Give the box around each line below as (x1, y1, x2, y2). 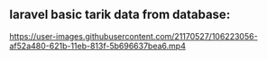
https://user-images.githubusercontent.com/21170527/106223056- (9, 30, 259, 41)
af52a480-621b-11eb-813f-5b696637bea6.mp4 (9, 40, 187, 51)
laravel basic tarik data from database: (9, 7, 231, 22)
